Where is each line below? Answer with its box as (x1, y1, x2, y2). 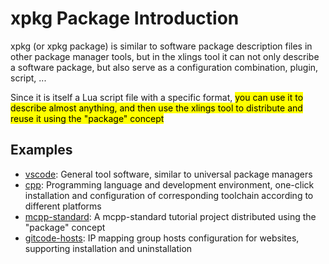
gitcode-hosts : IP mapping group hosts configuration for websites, (24, 232, 300, 244)
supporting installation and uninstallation (24, 242, 193, 254)
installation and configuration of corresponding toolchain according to (24, 189, 314, 201)
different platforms (24, 200, 102, 212)
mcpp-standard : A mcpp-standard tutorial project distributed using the (24, 210, 317, 222)
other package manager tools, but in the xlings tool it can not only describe (10, 50, 320, 62)
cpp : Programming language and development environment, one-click (24, 178, 315, 191)
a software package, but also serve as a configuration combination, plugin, (10, 61, 319, 73)
